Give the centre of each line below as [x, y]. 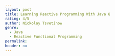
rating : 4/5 [17, 19]
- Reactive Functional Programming [46, 37]
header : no [16, 46]
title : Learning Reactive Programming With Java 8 [58, 14]
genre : [12, 28]
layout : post [18, 9]
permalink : [16, 41]
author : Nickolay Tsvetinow [34, 23]
